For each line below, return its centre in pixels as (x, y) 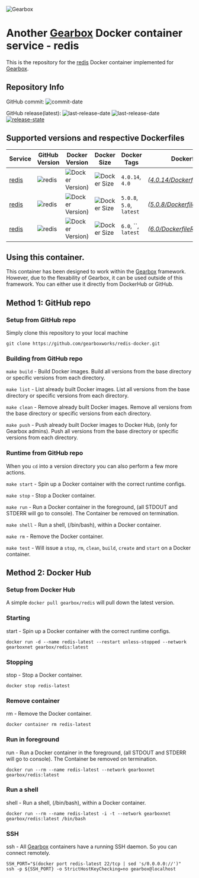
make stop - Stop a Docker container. (51, 495)
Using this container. (45, 257)
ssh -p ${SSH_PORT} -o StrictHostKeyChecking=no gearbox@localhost (91, 869)
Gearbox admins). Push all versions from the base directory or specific (92, 432)
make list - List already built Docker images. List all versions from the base (98, 389)
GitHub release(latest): (33, 113)
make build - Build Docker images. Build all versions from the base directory (99, 372)
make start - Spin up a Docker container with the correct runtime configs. (96, 484)
